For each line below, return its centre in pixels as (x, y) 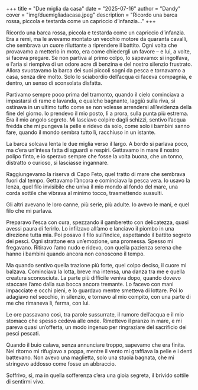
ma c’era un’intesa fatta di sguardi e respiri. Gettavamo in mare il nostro (93, 150)
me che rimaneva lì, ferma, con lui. (48, 303)
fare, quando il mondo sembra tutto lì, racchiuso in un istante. (81, 132)
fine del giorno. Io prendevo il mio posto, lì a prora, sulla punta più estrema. (98, 113)
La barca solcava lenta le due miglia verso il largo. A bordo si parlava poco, (98, 144)
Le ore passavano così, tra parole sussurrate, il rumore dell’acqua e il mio (95, 314)
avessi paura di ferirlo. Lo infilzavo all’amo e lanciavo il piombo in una (90, 228)
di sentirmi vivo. (26, 381)
